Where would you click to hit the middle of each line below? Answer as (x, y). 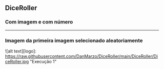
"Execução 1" (43, 61)
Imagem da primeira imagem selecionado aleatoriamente (74, 40)
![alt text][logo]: (21, 51)
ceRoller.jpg (17, 61)
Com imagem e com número (39, 22)
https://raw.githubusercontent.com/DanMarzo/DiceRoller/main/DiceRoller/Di (82, 56)
